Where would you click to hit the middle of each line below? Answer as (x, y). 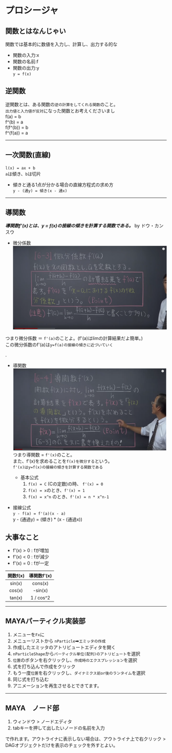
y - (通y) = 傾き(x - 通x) (40, 191)
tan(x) (16, 597)
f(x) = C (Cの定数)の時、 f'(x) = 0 (66, 484)
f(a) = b (13, 116)
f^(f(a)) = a (17, 133)
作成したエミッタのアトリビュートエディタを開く (64, 647)
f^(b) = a (14, 122)
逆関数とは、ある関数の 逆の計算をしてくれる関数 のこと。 (62, 104)
